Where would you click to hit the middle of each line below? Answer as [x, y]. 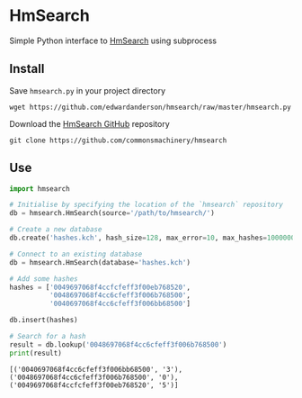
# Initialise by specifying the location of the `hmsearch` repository [146, 205]
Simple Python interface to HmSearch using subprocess [113, 41]
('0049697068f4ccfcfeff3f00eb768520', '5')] [94, 385]
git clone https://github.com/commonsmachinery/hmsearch [118, 140]
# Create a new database [56, 230]
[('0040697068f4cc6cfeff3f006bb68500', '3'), [96, 369]
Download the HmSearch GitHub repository [90, 123]
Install [27, 69]
